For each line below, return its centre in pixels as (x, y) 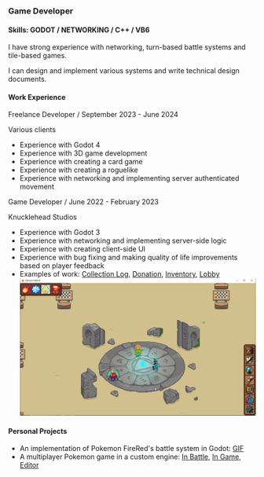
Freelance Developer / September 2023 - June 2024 (93, 115)
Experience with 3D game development (83, 153)
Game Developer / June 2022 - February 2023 (84, 202)
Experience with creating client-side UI (82, 249)
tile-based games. (37, 56)
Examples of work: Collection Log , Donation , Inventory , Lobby (119, 274)
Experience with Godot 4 (60, 145)
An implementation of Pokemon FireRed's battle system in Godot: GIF (132, 449)
